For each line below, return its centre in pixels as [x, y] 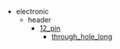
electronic [32, 11]
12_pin [50, 28]
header [39, 20]
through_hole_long [82, 36]
